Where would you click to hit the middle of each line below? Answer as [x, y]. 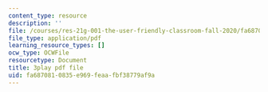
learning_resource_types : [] [57, 46]
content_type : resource [48, 16]
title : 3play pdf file [46, 68]
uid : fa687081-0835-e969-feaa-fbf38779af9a [82, 75]
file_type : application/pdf [55, 38]
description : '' [35, 23]
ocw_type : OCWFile [39, 53]
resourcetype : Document [48, 61]
